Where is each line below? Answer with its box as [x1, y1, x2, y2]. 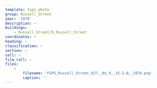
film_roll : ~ [5, 57, 32, 62]
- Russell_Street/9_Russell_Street [14, 30, 87, 35]
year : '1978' [5, 16, 32, 21]
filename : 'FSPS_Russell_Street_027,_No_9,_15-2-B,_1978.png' [23, 71, 153, 76]
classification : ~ [5, 44, 43, 48]
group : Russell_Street [5, 12, 52, 17]
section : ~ [5, 48, 28, 53]
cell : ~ [5, 52, 21, 58]
